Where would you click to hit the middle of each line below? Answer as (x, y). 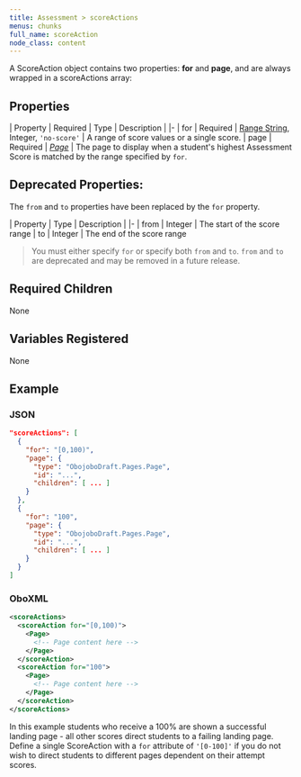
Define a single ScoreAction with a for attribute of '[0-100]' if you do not (145, 745)
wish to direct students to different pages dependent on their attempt (137, 755)
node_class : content (48, 43)
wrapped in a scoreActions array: (71, 78)
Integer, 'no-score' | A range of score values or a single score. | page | (141, 138)
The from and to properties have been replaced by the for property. (135, 206)
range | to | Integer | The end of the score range (98, 233)
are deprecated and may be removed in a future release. (136, 260)
